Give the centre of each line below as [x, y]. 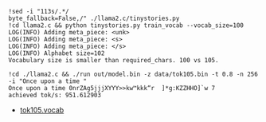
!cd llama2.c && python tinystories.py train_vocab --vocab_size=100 [126, 26]
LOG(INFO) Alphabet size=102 [57, 53]
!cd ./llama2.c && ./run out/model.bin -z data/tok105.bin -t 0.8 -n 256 [133, 74]
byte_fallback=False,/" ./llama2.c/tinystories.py [94, 18]
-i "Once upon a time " [48, 81]
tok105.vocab [42, 110]
